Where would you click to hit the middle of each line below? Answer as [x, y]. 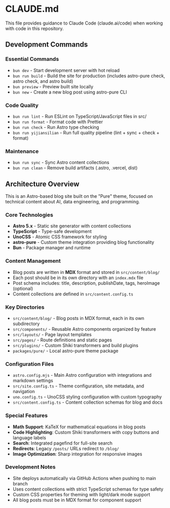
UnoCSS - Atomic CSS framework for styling [60, 237]
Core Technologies [29, 215]
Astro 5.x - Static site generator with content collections [72, 226]
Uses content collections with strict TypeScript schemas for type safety [88, 489]
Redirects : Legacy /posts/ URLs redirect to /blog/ [66, 448]
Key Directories [25, 307]
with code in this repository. [34, 28]
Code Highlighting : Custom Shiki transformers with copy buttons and [86, 432]
